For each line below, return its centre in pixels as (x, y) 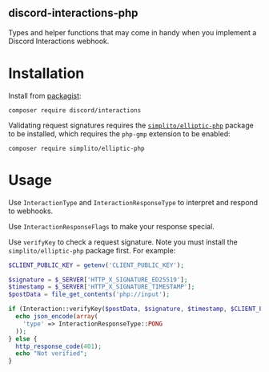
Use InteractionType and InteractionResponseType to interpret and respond (133, 202)
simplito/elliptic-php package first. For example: (92, 250)
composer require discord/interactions (75, 110)
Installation (46, 73)
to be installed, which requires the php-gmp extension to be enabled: (119, 133)
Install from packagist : (45, 95)
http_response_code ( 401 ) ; (59, 346)
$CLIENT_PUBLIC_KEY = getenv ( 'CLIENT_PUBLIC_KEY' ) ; (96, 265)
